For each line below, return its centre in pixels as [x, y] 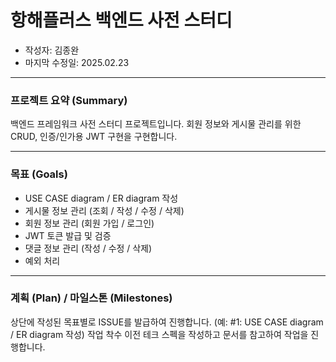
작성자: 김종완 [52, 50]
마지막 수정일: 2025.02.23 [77, 62]
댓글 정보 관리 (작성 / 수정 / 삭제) [88, 248]
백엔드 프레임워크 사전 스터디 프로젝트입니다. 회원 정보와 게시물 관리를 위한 [156, 124]
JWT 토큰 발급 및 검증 [68, 235]
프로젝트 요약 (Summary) [69, 100]
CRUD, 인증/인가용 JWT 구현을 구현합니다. [94, 137]
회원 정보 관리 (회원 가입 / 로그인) [89, 223]
